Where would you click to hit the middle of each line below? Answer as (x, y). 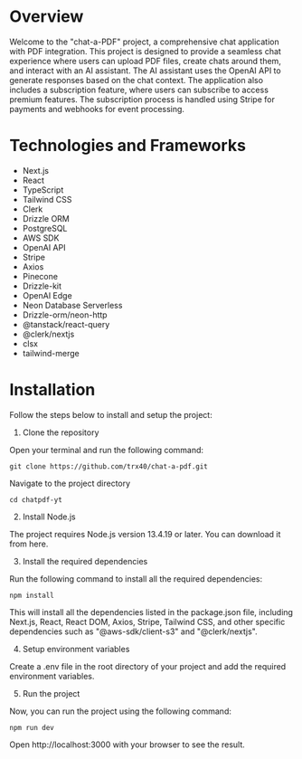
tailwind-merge (51, 353)
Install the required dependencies (85, 561)
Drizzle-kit (42, 286)
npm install (32, 595)
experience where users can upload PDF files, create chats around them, (146, 61)
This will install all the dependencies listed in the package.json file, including (151, 612)
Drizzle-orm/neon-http (65, 315)
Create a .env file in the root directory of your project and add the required (148, 666)
